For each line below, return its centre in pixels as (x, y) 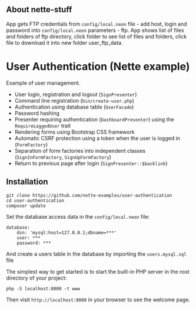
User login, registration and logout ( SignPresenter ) (76, 94)
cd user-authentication (35, 200)
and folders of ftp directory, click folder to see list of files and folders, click (97, 36)
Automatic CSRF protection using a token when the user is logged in (97, 138)
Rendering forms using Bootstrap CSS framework (74, 132)
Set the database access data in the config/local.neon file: (78, 216)
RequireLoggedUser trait (43, 126)
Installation (27, 182)
